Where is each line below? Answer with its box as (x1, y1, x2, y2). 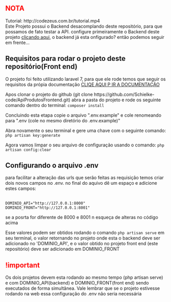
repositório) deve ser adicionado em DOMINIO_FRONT (5, 246, 120, 252)
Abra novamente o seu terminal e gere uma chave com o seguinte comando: (5, 127, 166, 134)
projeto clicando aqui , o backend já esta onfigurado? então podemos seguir (5, 34, 165, 40)
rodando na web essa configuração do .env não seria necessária (5, 291, 142, 297)
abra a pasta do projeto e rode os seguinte (71, 97, 161, 103)
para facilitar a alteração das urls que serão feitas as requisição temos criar (5, 175, 164, 181)
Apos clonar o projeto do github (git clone (5, 91, 93, 97)
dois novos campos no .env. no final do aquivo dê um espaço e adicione (5, 180, 157, 186)
